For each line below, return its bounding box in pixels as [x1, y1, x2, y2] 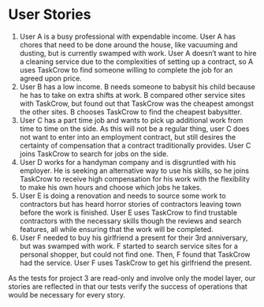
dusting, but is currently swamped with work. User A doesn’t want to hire [19, 48, 258, 58]
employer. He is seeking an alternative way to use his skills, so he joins [19, 166, 250, 175]
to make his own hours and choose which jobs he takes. [19, 182, 203, 192]
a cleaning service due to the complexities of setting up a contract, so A [19, 57, 254, 66]
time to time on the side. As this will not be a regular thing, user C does [19, 124, 250, 133]
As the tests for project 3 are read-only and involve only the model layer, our [8, 273, 256, 283]
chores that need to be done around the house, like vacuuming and [19, 39, 238, 49]
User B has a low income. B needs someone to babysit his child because [19, 81, 256, 92]
